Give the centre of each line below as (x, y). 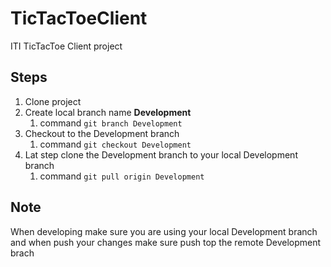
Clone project (53, 101)
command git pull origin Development (122, 176)
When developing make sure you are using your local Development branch (164, 231)
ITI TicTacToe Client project (66, 46)
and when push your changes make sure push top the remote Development (166, 242)
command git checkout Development (115, 144)
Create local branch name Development (108, 112)
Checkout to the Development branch (102, 133)
